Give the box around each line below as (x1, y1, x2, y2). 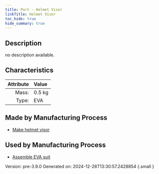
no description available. (5, 52, 55, 58)
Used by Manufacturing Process (5, 141, 106, 149)
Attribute (7, 80, 29, 87)
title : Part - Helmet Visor (5, 7, 63, 12)
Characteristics (5, 66, 54, 75)
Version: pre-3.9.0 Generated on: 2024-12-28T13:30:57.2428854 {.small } (5, 163, 155, 169)
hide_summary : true (5, 21, 45, 26)
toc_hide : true (5, 16, 36, 21)
